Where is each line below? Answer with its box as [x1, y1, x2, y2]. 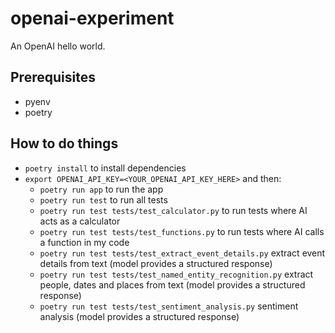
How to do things [10, 135, 119, 152]
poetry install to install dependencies [24, 162, 187, 174]
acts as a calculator [39, 215, 121, 227]
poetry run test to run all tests [39, 193, 168, 206]
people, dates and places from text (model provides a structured [39, 278, 306, 291]
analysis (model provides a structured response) [39, 310, 240, 322]
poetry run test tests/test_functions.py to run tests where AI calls [39, 225, 325, 237]
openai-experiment [10, 7, 175, 30]
